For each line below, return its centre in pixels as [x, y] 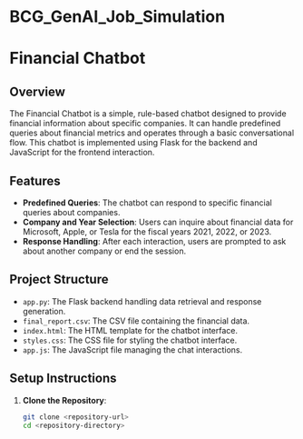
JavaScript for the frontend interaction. [82, 153]
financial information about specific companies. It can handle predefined [145, 124]
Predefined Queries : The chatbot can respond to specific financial [147, 203]
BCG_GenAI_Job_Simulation [117, 17]
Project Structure [59, 279]
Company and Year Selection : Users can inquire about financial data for [158, 222]
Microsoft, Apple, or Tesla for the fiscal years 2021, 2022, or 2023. [147, 232]
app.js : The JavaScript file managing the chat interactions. [132, 349]
